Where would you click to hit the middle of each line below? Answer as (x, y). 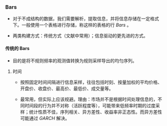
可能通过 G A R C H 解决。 (45, 118)
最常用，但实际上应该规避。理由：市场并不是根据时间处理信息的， (89, 99)
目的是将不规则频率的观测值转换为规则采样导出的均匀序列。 (75, 60)
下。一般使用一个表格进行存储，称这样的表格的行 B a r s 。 (72, 25)
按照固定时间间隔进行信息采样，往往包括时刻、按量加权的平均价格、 (91, 82)
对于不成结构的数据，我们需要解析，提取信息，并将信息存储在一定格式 (86, 19)
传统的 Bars (17, 48)
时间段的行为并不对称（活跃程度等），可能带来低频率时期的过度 (90, 105)
